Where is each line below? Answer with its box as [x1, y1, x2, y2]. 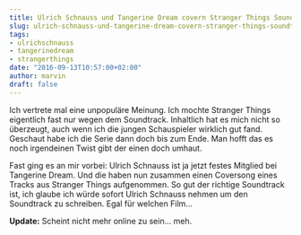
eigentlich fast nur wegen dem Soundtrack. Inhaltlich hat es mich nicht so [9, 114, 280, 125]
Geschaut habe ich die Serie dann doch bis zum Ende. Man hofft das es [9, 133, 273, 144]
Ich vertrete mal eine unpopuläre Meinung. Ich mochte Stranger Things [9, 104, 271, 115]
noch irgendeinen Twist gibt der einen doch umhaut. [9, 143, 202, 153]
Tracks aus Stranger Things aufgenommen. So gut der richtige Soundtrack [9, 178, 285, 189]
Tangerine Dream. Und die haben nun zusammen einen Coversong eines [9, 170, 278, 180]
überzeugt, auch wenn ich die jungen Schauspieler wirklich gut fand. [9, 123, 262, 135]
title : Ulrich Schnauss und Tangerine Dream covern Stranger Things [9, 13, 271, 22]
